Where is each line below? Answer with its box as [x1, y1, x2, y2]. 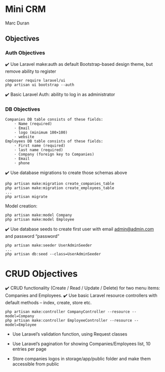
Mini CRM [5, 3, 46, 15]
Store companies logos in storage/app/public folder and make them [12, 356, 151, 362]
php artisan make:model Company [5, 212, 72, 217]
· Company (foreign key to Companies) [14, 152, 94, 157]
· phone [14, 161, 30, 166]
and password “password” [5, 233, 60, 239]
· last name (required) [14, 147, 64, 153]
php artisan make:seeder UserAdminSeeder [5, 243, 92, 248]
